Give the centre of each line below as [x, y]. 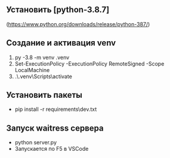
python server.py [36, 142]
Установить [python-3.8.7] [58, 10]
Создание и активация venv [61, 43]
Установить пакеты [44, 95]
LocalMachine [32, 70]
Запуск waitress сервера [55, 128]
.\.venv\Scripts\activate [44, 76]
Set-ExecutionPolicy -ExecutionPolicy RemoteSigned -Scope [89, 63]
